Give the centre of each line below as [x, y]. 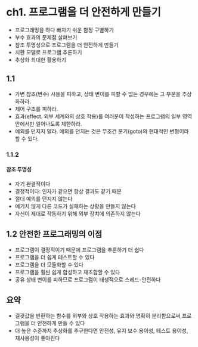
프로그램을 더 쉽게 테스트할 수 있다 [55, 257]
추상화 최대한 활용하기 [41, 60]
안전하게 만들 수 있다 [61, 323]
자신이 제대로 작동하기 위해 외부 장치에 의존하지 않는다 [78, 213]
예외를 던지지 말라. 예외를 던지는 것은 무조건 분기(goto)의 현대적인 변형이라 [102, 131]
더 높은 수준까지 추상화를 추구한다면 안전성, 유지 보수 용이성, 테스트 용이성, [101, 330]
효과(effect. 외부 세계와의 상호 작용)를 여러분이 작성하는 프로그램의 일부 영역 [103, 116]
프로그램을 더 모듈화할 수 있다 [49, 264]
